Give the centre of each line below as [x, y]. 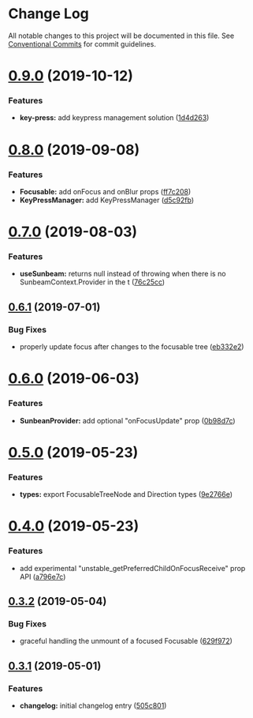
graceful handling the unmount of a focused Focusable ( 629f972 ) [126, 641]
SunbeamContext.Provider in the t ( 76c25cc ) [92, 282]
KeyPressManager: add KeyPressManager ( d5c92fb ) [107, 200]
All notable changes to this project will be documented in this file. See [121, 36]
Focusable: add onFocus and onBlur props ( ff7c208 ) [105, 191]
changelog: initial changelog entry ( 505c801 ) [93, 705]
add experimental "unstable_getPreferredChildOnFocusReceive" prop [132, 568]
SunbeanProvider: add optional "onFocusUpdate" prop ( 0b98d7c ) [127, 420]
